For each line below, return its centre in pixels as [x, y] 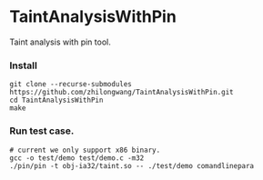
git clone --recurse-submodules [71, 85]
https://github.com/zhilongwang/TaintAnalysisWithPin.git [121, 93]
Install [24, 65]
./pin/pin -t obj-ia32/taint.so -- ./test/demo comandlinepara [132, 165]
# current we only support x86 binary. [85, 150]
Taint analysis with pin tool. [60, 42]
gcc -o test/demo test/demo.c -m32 [77, 158]
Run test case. [42, 131]
